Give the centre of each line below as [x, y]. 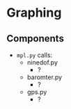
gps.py [37, 92]
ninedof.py [42, 62]
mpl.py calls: [34, 55]
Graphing [34, 13]
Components [35, 39]
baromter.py [45, 77]
